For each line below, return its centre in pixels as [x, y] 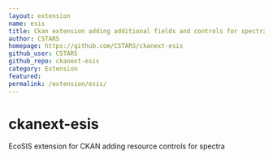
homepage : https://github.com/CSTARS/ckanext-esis [96, 46]
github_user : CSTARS [43, 54]
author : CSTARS [34, 39]
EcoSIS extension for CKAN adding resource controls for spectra [117, 146]
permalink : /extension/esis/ [58, 84]
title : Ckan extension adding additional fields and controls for [123, 31]
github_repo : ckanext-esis [54, 62]
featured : [25, 76]
